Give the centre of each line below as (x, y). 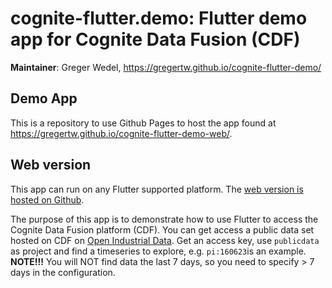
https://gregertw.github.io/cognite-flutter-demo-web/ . (121, 133)
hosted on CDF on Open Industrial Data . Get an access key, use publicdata (165, 240)
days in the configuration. (63, 272)
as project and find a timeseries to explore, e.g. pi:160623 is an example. (158, 251)
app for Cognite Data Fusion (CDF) (155, 39)
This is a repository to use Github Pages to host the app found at (143, 123)
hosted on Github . (47, 199)
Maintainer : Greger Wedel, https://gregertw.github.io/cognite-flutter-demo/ (166, 67)
